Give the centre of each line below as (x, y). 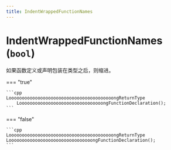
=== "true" (19, 82)
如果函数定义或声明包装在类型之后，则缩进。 (60, 70)
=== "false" (20, 119)
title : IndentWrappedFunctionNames (49, 11)
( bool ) (20, 53)
